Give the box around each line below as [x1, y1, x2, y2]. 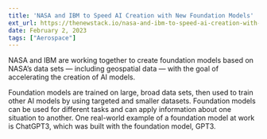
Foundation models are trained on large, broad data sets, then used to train [8, 88, 253, 98]
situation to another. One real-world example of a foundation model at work [8, 113, 255, 123]
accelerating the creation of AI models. [8, 72, 136, 82]
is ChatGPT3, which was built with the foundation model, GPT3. [8, 122, 216, 131]
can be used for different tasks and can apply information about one [8, 105, 232, 114]
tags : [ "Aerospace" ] [8, 33, 77, 42]
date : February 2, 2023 [8, 26, 87, 34]
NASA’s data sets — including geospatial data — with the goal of [8, 64, 219, 74]
